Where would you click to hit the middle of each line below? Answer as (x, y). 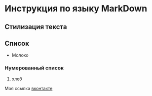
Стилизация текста (36, 27)
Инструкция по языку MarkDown (76, 9)
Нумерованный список (34, 68)
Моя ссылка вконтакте (29, 88)
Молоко (20, 55)
